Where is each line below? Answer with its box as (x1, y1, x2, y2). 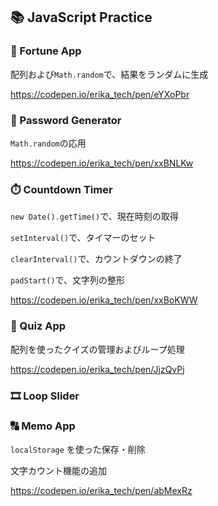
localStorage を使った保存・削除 (10, 443, 146, 455)
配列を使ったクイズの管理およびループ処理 (10, 343, 185, 355)
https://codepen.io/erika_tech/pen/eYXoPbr (10, 88, 190, 100)
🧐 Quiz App (10, 319, 67, 333)
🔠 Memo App (10, 419, 76, 433)
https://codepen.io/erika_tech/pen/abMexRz (10, 484, 193, 496)
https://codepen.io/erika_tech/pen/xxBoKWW (10, 294, 198, 306)
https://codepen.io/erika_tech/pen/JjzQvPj (10, 363, 185, 375)
